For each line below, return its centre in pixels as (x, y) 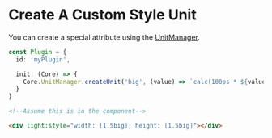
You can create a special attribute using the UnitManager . (104, 37)
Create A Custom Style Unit (102, 15)
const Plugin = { (38, 52)
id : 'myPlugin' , (43, 59)
